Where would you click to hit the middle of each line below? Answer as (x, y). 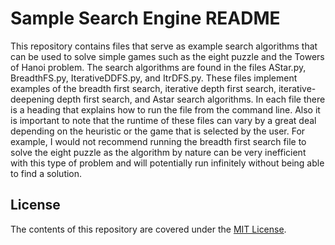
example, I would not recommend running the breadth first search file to (158, 141)
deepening (32, 99)
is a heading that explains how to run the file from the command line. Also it (165, 109)
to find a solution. (46, 173)
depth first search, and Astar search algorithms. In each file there (191, 99)
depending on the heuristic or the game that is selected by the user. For (158, 131)
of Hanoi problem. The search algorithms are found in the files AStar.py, (158, 67)
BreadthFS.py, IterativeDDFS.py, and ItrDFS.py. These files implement (154, 78)
